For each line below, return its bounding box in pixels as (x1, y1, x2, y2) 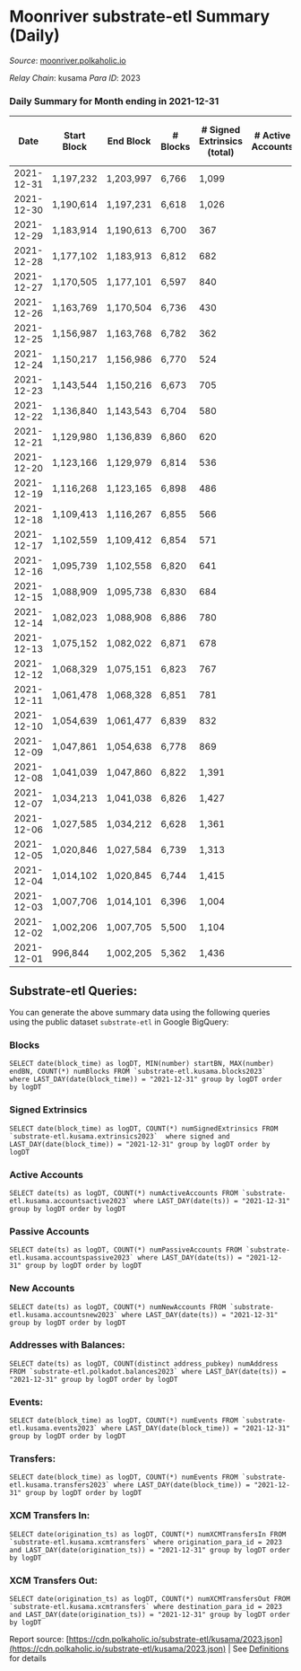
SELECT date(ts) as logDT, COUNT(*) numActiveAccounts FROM (9, 1188, 239, 1198)
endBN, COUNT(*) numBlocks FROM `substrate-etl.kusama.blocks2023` (9, 1067, 267, 1077)
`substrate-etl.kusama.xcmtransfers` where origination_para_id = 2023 (9, 1537, 282, 1546)
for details (9, 1653, 47, 1664)
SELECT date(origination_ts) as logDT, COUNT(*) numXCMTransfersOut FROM (9, 1595, 291, 1604)
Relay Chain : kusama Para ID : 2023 (9, 72, 141, 83)
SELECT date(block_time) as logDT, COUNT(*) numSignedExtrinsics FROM (9, 1124, 279, 1133)
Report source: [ (9, 1634, 70, 1645)
